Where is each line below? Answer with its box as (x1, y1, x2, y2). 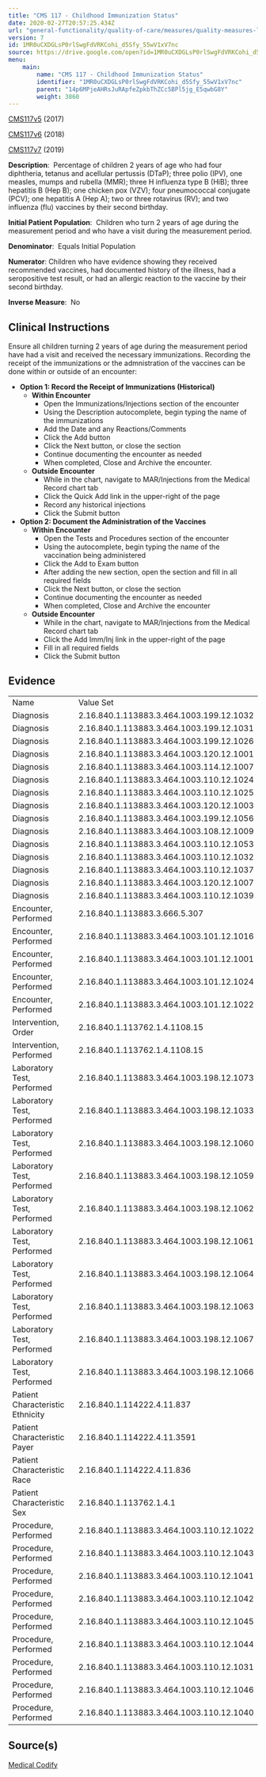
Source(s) (8, 1739, 59, 1752)
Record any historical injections (43, 500, 146, 509)
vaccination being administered (43, 551, 146, 560)
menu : (8, 56, 26, 64)
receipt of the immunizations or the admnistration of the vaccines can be (8, 358, 245, 368)
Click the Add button (43, 433, 111, 442)
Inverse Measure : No (8, 298, 81, 307)
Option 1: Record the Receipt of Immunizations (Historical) (19, 382, 215, 392)
